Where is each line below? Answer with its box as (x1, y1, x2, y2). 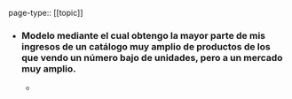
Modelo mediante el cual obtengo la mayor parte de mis (20, 29, 265, 42)
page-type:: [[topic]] (8, 8, 83, 18)
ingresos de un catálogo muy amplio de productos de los (20, 40, 272, 52)
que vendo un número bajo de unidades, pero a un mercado (20, 51, 283, 64)
